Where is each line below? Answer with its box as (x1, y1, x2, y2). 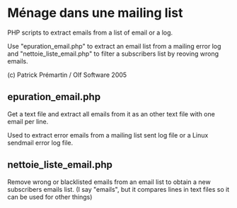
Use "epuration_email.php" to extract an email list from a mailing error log (7, 42, 221, 50)
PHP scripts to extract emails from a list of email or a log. (7, 28, 173, 37)
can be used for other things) (7, 192, 93, 201)
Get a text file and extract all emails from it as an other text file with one (7, 109, 216, 118)
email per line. (7, 117, 49, 126)
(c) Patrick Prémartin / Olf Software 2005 (7, 71, 127, 79)
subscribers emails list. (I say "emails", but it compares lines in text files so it (7, 185, 230, 193)
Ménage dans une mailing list (7, 5, 183, 21)
